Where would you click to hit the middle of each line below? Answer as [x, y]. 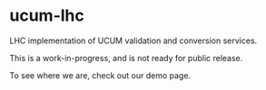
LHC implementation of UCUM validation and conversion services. [133, 40]
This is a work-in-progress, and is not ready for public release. [126, 58]
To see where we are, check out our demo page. [100, 75]
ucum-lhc [47, 16]
